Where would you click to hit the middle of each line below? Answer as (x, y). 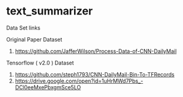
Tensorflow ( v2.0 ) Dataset (40, 63)
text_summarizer (50, 11)
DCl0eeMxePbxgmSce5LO (48, 87)
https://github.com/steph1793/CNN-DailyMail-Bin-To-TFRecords (95, 74)
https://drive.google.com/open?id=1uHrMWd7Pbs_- (79, 81)
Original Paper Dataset (34, 39)
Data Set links (23, 28)
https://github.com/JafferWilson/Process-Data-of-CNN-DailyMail (96, 51)
